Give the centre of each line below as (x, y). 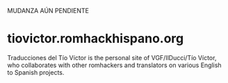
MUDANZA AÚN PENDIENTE (48, 11)
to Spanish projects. (36, 72)
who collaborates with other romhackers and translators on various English (114, 65)
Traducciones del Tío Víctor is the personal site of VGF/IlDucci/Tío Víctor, (112, 57)
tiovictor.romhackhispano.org (96, 39)
